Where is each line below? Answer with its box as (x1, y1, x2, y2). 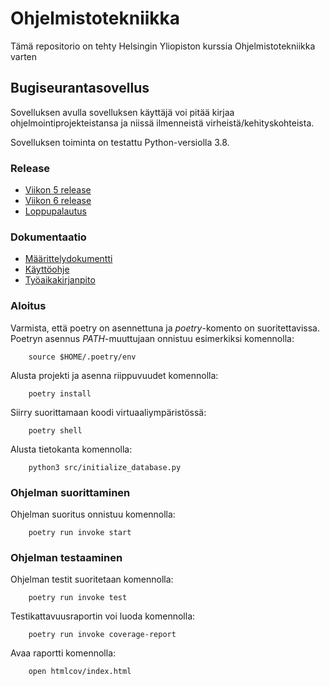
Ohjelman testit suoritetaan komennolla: (10, 573, 174, 586)
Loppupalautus (24, 205, 87, 217)
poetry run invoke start (28, 527, 132, 537)
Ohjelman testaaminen (10, 550, 123, 564)
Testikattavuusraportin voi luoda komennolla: (10, 610, 196, 622)
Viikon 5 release (24, 184, 92, 196)
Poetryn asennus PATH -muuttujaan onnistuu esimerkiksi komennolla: (10, 332, 295, 344)
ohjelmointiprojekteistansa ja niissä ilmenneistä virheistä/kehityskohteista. (10, 117, 315, 129)
